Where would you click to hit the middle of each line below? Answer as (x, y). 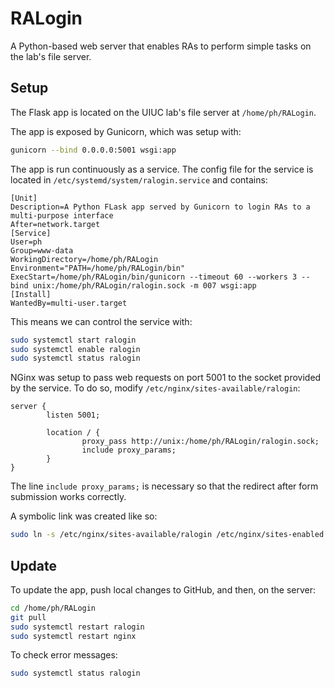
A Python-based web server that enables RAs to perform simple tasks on (161, 46)
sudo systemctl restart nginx (73, 636)
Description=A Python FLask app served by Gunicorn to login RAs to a (160, 207)
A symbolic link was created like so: (84, 516)
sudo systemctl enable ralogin (75, 349)
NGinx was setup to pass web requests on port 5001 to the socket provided (166, 378)
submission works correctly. (68, 497)
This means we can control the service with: (101, 321)
